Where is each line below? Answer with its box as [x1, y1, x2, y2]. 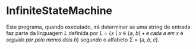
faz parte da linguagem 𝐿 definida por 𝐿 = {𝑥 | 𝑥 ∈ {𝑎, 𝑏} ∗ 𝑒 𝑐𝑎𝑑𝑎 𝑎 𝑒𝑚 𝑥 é [6, 29, 184, 36]
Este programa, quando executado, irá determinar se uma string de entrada [6, 23, 191, 30]
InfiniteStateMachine [6, 4, 113, 17]
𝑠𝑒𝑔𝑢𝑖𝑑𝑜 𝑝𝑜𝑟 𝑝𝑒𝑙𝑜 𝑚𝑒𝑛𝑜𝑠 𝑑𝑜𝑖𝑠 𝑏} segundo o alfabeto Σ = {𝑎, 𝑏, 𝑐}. [6, 36, 160, 43]
